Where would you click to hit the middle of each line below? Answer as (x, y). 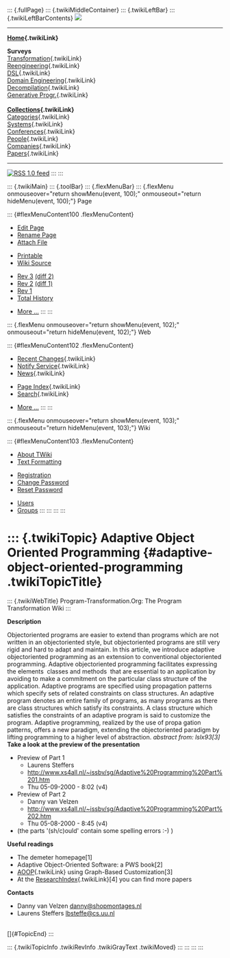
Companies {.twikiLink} (39, 146)
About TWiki (35, 454)
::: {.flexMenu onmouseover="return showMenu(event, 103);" (93, 421)
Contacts (21, 892)
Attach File (32, 242)
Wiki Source (34, 263)
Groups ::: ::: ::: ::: (41, 510)
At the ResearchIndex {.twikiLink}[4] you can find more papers (104, 879)
